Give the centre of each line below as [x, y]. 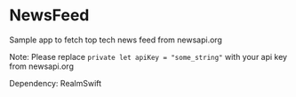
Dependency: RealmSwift [56, 83]
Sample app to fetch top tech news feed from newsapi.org [116, 40]
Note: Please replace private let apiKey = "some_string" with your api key [148, 56]
